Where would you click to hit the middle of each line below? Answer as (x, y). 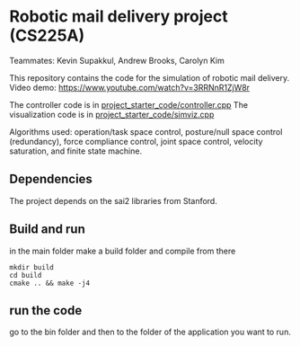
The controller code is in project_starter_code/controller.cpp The (129, 104)
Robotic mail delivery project (119, 17)
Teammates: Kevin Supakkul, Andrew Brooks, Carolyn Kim (117, 60)
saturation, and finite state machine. (75, 151)
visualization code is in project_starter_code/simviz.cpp (112, 114)
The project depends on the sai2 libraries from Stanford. (113, 200)
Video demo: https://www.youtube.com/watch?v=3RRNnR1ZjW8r (129, 87)
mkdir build (31, 267)
